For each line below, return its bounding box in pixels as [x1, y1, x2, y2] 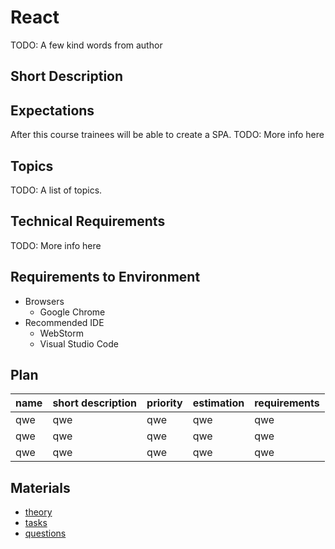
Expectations [10, 102, 95, 119]
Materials [10, 479, 71, 496]
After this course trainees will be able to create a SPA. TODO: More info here [10, 129, 325, 141]
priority [146, 396, 183, 410]
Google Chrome [39, 306, 106, 318]
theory [24, 506, 53, 518]
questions [24, 527, 67, 540]
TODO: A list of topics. [10, 184, 103, 196]
